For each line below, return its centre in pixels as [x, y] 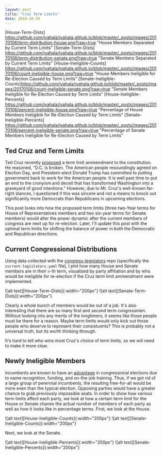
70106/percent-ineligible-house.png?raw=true [51, 110]
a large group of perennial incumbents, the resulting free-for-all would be [78, 383]
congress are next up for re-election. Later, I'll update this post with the [76, 223]
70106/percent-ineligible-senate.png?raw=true [52, 130]
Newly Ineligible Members [45, 361]
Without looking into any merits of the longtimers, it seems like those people [81, 316]
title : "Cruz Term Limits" [32, 14]
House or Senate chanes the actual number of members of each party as [78, 404]
